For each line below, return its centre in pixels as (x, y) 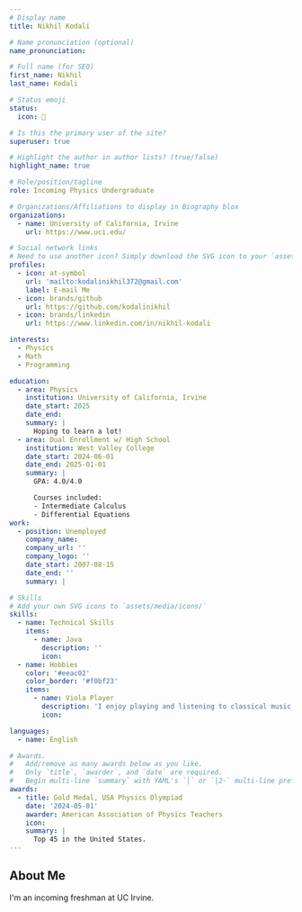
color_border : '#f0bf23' (72, 682)
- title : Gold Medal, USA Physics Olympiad (100, 798)
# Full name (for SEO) (52, 67)
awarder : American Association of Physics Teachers (124, 814)
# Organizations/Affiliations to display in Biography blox (124, 207)
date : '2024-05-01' (62, 806)
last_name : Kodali (44, 84)
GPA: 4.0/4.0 (58, 482)
